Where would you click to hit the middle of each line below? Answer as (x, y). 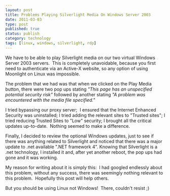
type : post (17, 24)
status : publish (22, 34)
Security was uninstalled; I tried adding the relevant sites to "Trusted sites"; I (85, 115)
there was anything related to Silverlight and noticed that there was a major (84, 141)
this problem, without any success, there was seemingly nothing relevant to (84, 173)
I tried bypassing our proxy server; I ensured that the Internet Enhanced (81, 109)
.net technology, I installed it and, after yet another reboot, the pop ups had (84, 152)
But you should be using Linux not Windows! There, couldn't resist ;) (77, 188)
